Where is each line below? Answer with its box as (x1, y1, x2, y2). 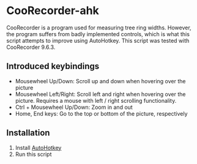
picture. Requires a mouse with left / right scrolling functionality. (15, 97, 177, 104)
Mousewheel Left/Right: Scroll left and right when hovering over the (15, 90, 186, 98)
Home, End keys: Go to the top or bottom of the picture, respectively (15, 110, 188, 117)
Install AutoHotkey (15, 144, 62, 151)
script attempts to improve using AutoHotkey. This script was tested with (6, 37, 190, 44)
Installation (6, 128, 50, 138)
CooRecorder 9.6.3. (6, 43, 56, 51)
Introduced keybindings (6, 61, 100, 72)
